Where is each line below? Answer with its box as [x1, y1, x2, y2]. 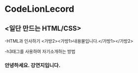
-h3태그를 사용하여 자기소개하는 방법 [4, 49, 76, 54]
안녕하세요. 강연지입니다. [4, 62, 60, 69]
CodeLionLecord [4, 3, 75, 15]
